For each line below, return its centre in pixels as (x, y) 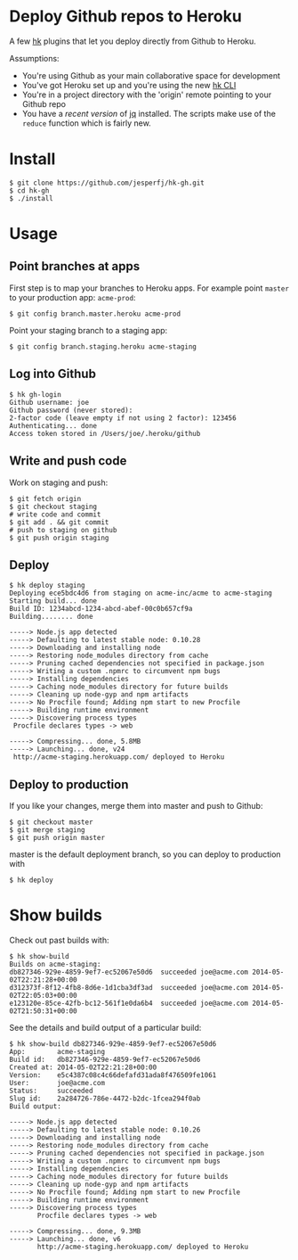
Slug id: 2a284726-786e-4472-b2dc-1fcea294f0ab (105, 1099)
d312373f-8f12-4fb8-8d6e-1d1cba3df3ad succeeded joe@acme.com (129, 988)
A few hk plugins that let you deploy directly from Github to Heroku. (133, 41)
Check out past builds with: (59, 940)
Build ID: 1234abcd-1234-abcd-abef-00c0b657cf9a (101, 609)
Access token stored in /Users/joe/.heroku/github (105, 433)
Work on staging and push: (59, 482)
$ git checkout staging (53, 506)
